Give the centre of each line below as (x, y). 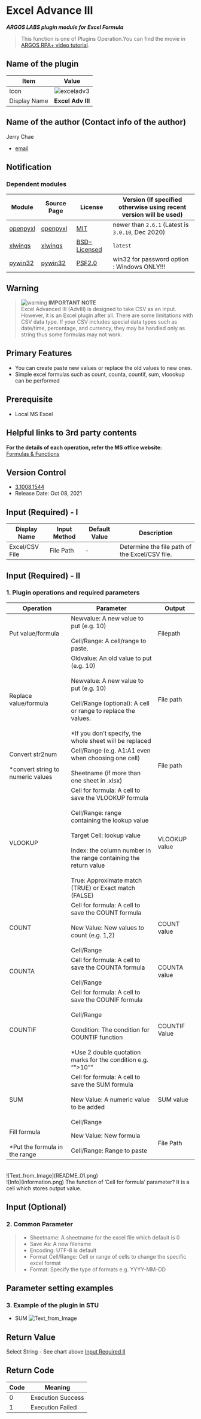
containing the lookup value (110, 820)
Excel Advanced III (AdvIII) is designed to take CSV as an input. (98, 309)
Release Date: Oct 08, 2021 (48, 494)
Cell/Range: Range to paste (109, 1151)
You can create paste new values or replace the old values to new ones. (103, 368)
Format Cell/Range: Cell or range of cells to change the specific (108, 1256)
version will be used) (152, 215)
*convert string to (34, 769)
